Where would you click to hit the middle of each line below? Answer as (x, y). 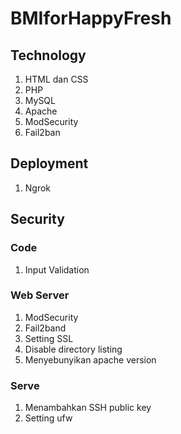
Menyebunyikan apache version (90, 359)
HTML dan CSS (56, 79)
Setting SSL (49, 338)
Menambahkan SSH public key (88, 408)
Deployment (49, 163)
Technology (48, 55)
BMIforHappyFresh (91, 18)
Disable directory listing (73, 349)
